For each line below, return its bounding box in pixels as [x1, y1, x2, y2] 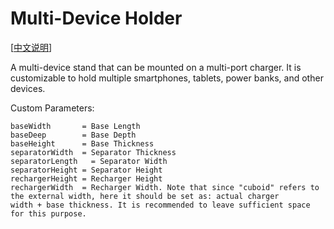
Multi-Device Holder [10, 7, 183, 30]
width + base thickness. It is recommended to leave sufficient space [10, 200, 311, 210]
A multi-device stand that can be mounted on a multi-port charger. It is [10, 61, 302, 73]
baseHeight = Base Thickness [10, 138, 155, 149]
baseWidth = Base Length [10, 121, 141, 131]
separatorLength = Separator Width [10, 156, 168, 166]
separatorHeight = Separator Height [10, 165, 163, 175]
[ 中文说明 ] [10, 41, 53, 53]
